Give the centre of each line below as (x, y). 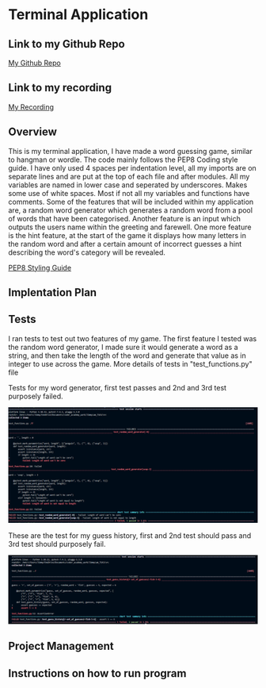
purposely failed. (36, 396)
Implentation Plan (53, 292)
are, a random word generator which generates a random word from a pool (131, 210)
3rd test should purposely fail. (57, 544)
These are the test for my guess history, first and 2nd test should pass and (130, 536)
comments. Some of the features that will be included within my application (131, 202)
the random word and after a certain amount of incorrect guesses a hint (125, 244)
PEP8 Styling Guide (40, 267)
